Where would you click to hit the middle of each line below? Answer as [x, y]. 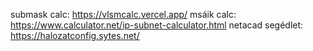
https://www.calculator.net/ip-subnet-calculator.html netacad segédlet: [157, 25]
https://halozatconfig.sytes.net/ [75, 35]
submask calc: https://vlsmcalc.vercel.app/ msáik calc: [123, 14]
